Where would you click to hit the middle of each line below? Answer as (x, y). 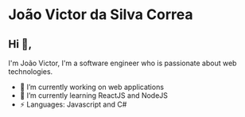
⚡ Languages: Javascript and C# (73, 104)
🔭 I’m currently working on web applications (92, 87)
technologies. (31, 72)
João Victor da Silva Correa (101, 15)
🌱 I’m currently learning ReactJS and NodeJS (94, 96)
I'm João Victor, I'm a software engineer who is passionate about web (122, 63)
